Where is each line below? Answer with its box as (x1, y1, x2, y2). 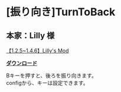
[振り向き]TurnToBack (6, 5, 116, 19)
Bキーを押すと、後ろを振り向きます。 (6, 72, 97, 79)
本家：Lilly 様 (6, 30, 55, 40)
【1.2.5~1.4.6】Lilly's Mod (6, 47, 69, 54)
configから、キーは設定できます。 (6, 80, 89, 86)
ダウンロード (6, 60, 37, 66)
